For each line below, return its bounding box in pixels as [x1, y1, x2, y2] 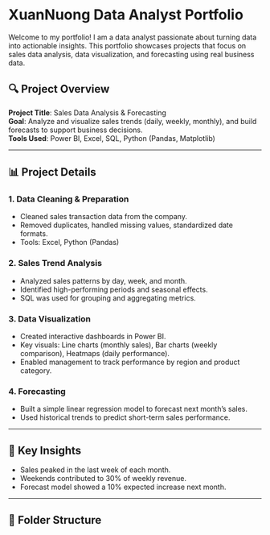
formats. [19, 229, 48, 238]
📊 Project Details [8, 165, 96, 179]
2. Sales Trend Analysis [8, 258, 103, 269]
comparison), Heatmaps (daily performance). [19, 349, 170, 359]
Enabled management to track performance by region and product [19, 357, 240, 367]
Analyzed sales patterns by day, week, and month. [19, 276, 187, 285]
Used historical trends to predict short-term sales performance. [19, 413, 231, 422]
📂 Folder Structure [8, 513, 102, 527]
